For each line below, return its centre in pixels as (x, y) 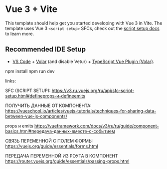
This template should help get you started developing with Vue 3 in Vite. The (84, 23)
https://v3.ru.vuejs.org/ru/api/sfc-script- (93, 90)
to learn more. (19, 33)
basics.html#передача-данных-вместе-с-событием (60, 131)
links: (11, 80)
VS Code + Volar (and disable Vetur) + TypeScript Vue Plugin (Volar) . (83, 61)
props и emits (19, 125)
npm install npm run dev (30, 71)
